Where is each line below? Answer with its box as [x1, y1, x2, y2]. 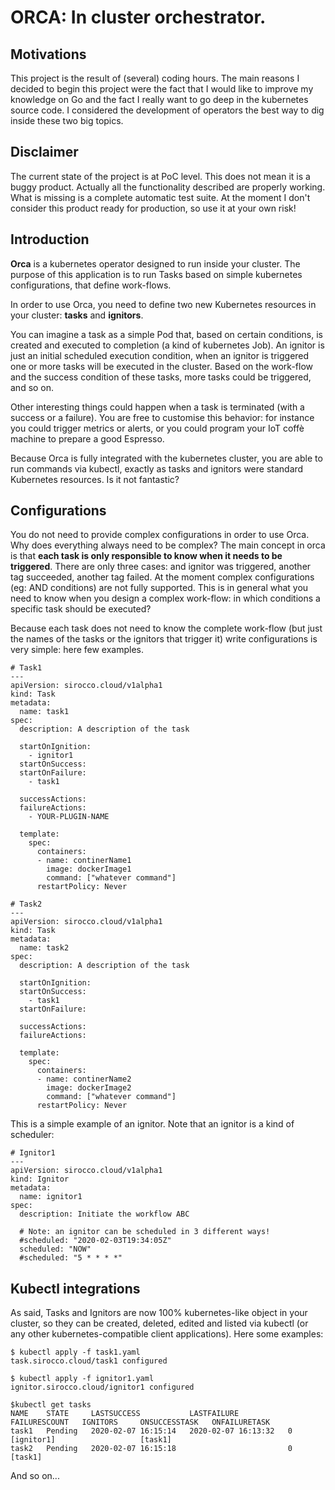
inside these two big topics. [10, 115, 124, 126]
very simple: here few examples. [10, 644, 145, 656]
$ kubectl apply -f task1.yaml [10, 1347, 141, 1358]
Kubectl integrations [10, 1280, 141, 1297]
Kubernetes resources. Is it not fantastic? [10, 473, 180, 485]
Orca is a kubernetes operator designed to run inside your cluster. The [10, 257, 301, 270]
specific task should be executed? [10, 603, 152, 615]
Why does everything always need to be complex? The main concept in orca [10, 539, 326, 551]
